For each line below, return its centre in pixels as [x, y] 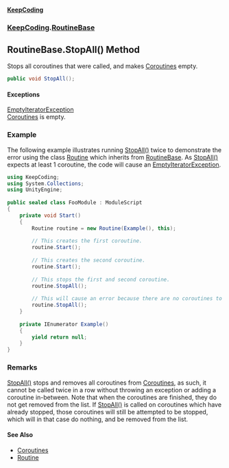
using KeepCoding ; [33, 177]
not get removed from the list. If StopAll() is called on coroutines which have [114, 404]
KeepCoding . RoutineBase [51, 28]
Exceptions [23, 94]
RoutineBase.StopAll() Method [74, 49]
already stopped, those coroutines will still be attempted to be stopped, [108, 412]
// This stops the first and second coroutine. [101, 279]
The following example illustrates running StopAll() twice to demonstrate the [114, 150]
